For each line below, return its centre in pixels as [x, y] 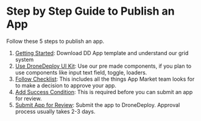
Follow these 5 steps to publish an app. [55, 41]
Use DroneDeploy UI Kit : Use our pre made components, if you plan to [103, 66]
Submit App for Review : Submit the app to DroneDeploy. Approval [97, 105]
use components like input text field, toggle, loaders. [81, 72]
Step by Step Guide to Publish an [90, 11]
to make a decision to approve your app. [66, 85]
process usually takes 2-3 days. [55, 111]
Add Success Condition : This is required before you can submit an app [104, 92]
